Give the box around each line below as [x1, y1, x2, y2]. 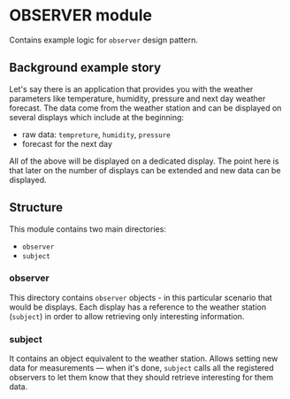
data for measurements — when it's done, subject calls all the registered [9, 363, 274, 373]
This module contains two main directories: [9, 223, 166, 234]
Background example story [9, 60, 162, 75]
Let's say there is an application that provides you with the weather [9, 83, 254, 94]
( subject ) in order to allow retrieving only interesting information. [9, 311, 245, 321]
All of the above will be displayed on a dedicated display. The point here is [9, 156, 279, 166]
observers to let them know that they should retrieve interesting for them [9, 372, 274, 383]
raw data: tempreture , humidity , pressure [21, 129, 171, 140]
